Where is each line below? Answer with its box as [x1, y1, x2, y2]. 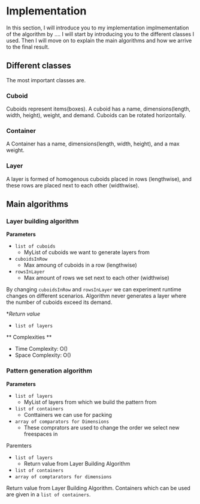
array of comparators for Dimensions [14, 419, 110, 425]
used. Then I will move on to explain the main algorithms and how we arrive [6, 37, 192, 44]
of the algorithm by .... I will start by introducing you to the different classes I [6, 30, 195, 37]
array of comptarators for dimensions [14, 473, 112, 480]
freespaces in [23, 430, 58, 437]
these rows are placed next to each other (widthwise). [6, 181, 140, 189]
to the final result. [6, 43, 50, 50]
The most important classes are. [6, 76, 86, 83]
